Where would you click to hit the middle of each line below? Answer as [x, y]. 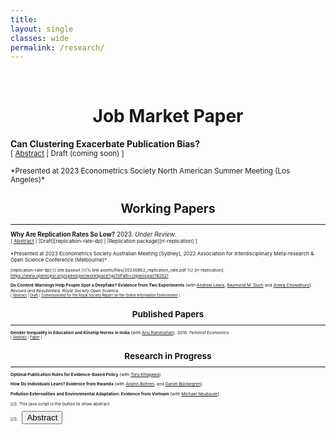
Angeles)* [27, 180]
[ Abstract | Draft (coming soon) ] [67, 154]
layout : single [42, 29]
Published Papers [168, 314]
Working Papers [168, 209]
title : [24, 19]
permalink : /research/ [57, 47]
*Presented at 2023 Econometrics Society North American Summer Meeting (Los [150, 171]
